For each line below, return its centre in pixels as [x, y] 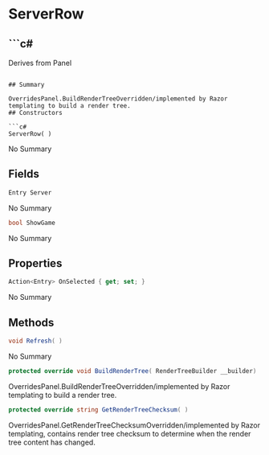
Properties [35, 263]
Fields [24, 174]
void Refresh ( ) [35, 341]
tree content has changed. [52, 442]
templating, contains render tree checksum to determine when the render [130, 433]
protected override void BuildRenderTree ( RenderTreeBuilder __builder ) [132, 371]
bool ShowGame [32, 223]
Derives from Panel [40, 63]
